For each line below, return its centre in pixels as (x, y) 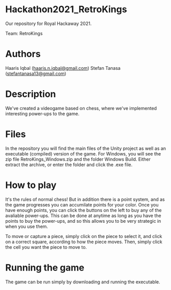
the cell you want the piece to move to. (46, 247)
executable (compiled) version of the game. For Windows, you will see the (83, 153)
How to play (31, 185)
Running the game (45, 267)
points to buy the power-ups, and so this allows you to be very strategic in (83, 221)
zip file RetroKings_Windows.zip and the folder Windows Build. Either (78, 159)
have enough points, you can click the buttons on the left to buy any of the (83, 210)
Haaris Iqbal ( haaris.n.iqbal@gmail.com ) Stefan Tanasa (63, 68)
